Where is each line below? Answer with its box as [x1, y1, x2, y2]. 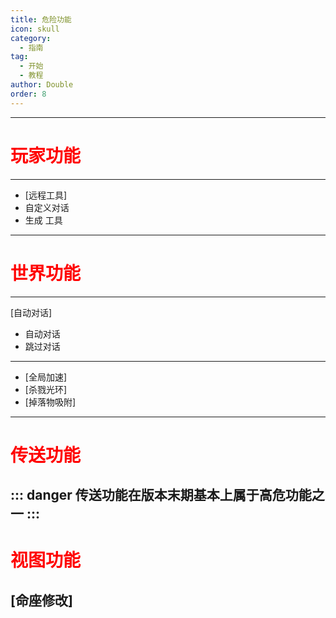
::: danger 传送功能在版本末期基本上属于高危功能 [10, 487, 312, 504]
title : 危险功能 [10, 14, 72, 25]
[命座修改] [10, 592, 73, 609]
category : [10, 33, 52, 43]
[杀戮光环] [24, 383, 68, 395]
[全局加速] [24, 371, 68, 383]
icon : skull [10, 24, 60, 34]
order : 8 [10, 89, 47, 99]
